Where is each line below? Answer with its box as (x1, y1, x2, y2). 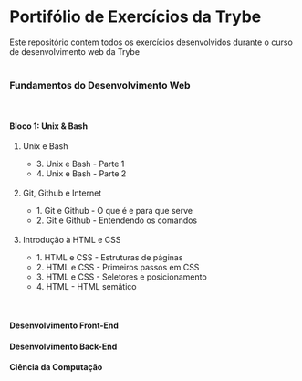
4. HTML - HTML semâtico (36, 281, 137, 292)
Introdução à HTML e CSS (22, 235, 121, 246)
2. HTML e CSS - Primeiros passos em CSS (36, 262, 200, 273)
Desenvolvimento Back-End (9, 341, 118, 352)
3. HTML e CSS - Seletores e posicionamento (36, 271, 207, 282)
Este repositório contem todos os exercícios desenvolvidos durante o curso (9, 37, 294, 48)
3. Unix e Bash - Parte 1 (36, 158, 125, 170)
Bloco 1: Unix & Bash (9, 121, 89, 132)
